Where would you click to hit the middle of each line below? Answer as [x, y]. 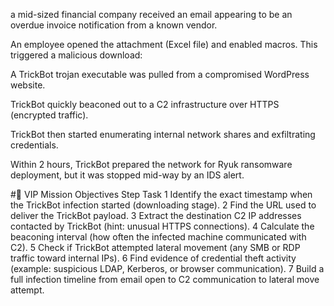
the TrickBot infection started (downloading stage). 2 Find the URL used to [163, 205]
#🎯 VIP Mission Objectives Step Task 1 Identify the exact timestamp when [161, 194]
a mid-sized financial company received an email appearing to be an [151, 14]
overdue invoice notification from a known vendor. [114, 25]
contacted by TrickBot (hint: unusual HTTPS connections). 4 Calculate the [162, 226]
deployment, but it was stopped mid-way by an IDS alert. [127, 175]
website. [28, 85]
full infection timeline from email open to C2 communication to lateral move [165, 279]
